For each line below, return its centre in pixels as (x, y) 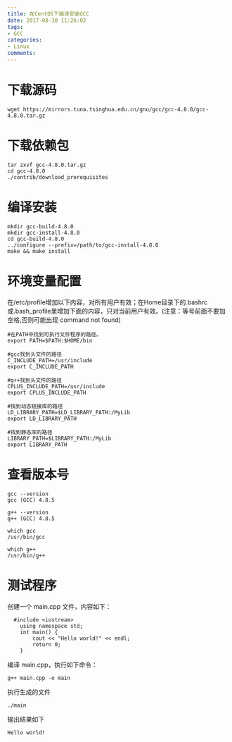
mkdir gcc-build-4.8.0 (40, 226)
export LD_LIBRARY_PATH (42, 419)
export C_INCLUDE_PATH (40, 366)
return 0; (47, 644)
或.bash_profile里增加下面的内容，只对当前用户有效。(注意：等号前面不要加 (117, 311)
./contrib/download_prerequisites (58, 177)
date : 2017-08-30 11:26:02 (47, 20)
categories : (25, 40)
